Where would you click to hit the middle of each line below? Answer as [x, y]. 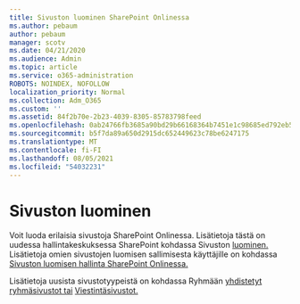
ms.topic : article [43, 68]
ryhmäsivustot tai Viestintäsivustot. [74, 291]
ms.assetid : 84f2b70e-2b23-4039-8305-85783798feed [105, 117]
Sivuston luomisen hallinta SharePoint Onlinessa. [99, 264]
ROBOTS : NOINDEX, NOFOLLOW [59, 84]
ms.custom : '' [36, 109]
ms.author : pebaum [43, 26]
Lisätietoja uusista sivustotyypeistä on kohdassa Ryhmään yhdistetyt [136, 281]
